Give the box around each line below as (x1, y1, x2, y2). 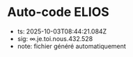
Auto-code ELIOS (7, 4, 109, 20)
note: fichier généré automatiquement (17, 42, 127, 50)
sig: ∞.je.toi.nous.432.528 (17, 34, 93, 42)
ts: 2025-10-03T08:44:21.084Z (17, 27, 107, 35)
